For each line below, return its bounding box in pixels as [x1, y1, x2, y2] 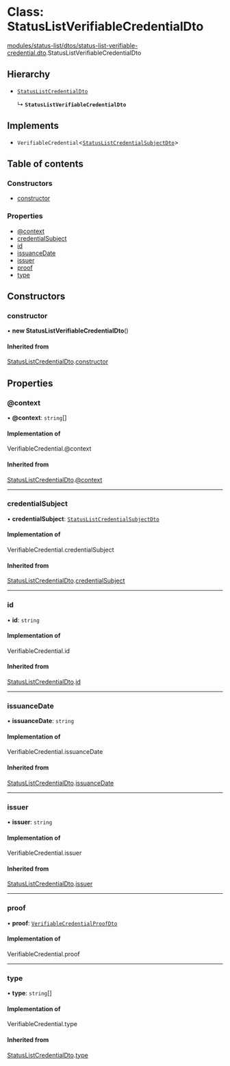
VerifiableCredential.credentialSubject [7, 546, 114, 554]
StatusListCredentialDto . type [7, 1051, 89, 1059]
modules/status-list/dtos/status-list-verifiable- [7, 41, 138, 49]
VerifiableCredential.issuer [7, 849, 82, 857]
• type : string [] [7, 989, 52, 997]
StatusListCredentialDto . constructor [7, 357, 108, 366]
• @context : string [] [7, 414, 67, 422]
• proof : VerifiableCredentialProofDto [7, 919, 118, 927]
